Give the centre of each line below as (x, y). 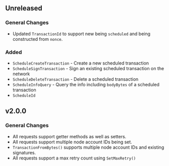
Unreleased (24, 8)
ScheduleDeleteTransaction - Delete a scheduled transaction (75, 79)
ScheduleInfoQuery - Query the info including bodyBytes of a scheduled (86, 84)
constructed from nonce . (38, 39)
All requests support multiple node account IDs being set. (72, 142)
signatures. (24, 152)
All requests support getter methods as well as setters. (69, 136)
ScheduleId (24, 95)
